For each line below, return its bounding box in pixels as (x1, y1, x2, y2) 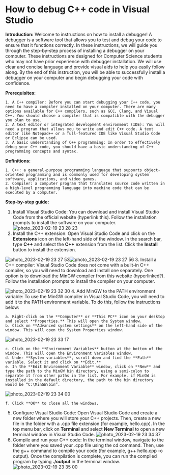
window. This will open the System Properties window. (5, 327, 124, 332)
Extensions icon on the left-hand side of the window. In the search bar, (12, 235, 162, 242)
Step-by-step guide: (5, 199, 49, 205)
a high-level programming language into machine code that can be (5, 185, 149, 191)
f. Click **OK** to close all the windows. (5, 401, 99, 406)
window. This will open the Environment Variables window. (5, 351, 133, 356)
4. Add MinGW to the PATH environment (71, 288, 155, 294)
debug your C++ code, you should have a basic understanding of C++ (5, 144, 154, 149)
